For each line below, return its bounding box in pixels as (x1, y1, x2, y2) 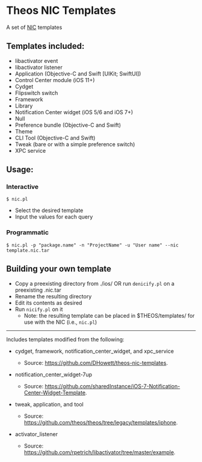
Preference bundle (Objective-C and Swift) (14, 121, 121, 129)
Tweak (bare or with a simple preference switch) (14, 140, 135, 148)
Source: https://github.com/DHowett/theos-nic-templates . (23, 359, 168, 366)
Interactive (6, 182, 39, 191)
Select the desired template (14, 207, 84, 214)
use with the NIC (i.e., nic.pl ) (23, 318, 97, 326)
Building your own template (6, 264, 112, 274)
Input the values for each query (14, 213, 93, 220)
